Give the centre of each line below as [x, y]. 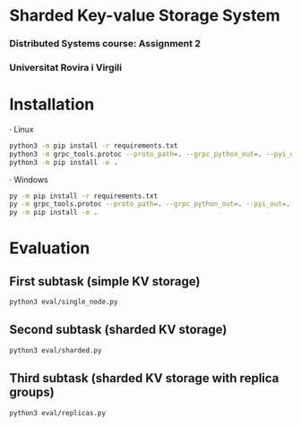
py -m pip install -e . [54, 213]
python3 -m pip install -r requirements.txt [94, 145]
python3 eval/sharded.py [56, 350]
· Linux [21, 129]
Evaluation [50, 248]
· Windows [29, 179]
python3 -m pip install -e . [64, 162]
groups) [32, 392]
